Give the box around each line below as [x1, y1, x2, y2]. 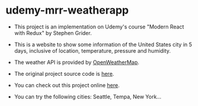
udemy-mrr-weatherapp [5, 4, 129, 17]
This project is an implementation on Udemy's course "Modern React [14, 23, 184, 30]
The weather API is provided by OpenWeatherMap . [14, 59, 140, 66]
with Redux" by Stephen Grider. [14, 29, 92, 36]
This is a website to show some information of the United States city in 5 [14, 41, 192, 48]
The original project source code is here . [14, 70, 115, 77]
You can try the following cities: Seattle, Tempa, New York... [14, 93, 162, 100]
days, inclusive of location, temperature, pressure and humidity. [14, 47, 171, 54]
